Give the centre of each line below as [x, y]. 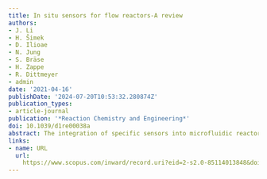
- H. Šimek [26, 38]
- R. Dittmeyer [33, 74]
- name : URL [28, 148]
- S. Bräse [26, 60]
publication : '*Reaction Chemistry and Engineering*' [99, 119]
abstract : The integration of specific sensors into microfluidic [120, 133]
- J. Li [21, 30]
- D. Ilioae [28, 45]
